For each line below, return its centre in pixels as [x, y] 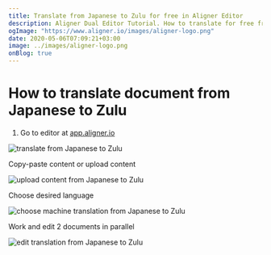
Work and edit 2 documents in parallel [71, 226]
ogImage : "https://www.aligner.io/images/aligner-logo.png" [112, 31]
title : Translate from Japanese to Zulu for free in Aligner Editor [126, 16]
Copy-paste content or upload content [72, 164]
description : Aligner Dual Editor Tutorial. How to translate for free [131, 23]
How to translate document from [119, 93]
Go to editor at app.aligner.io [67, 132]
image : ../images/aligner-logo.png [68, 46]
